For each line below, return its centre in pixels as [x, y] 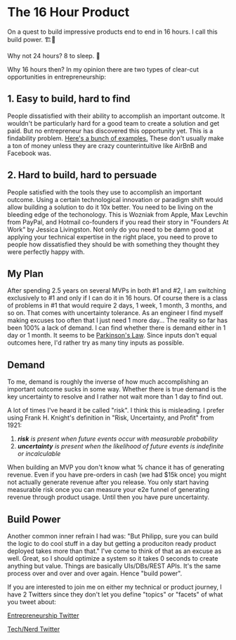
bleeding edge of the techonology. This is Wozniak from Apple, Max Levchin [118, 214]
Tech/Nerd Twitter [34, 629]
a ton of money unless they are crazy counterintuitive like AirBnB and [107, 145]
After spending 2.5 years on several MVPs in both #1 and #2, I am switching [117, 291]
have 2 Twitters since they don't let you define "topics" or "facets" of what [115, 594]
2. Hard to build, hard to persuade [82, 175]
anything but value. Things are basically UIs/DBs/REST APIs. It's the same [114, 566]
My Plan [25, 273]
